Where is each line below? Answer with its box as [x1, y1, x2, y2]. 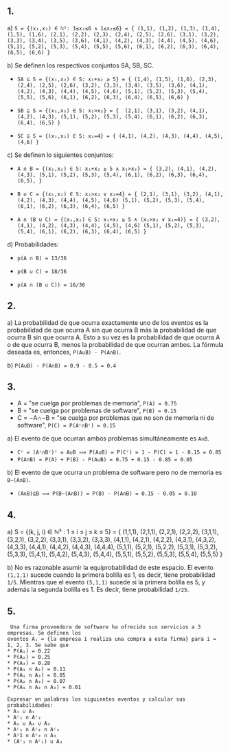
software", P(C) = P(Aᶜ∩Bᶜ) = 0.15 [16, 421, 116, 430]
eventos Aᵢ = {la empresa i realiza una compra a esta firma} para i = [7, 636, 216, 643]
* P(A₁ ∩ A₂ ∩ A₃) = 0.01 [7, 684, 81, 691]
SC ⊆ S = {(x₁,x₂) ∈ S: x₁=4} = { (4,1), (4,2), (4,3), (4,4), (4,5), [16, 132, 224, 140]
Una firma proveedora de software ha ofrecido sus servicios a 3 [10, 624, 201, 631]
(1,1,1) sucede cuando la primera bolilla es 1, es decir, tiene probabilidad [7, 571, 216, 579]
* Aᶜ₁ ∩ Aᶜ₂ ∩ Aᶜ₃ [7, 726, 60, 733]
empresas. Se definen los [7, 630, 81, 637]
